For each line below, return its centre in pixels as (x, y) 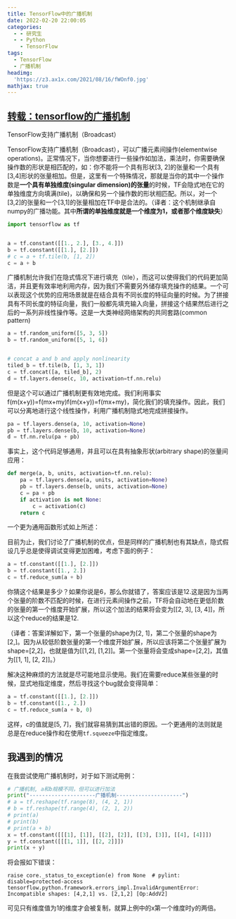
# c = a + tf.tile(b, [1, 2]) (52, 257)
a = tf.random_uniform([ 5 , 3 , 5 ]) (58, 333)
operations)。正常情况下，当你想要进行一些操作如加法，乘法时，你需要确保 (116, 159)
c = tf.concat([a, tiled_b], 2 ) (54, 372)
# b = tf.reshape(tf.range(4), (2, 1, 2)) (70, 809)
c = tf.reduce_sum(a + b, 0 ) (50, 710)
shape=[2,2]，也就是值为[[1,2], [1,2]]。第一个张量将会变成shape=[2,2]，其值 (118, 651)
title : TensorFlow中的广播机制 (50, 14)
